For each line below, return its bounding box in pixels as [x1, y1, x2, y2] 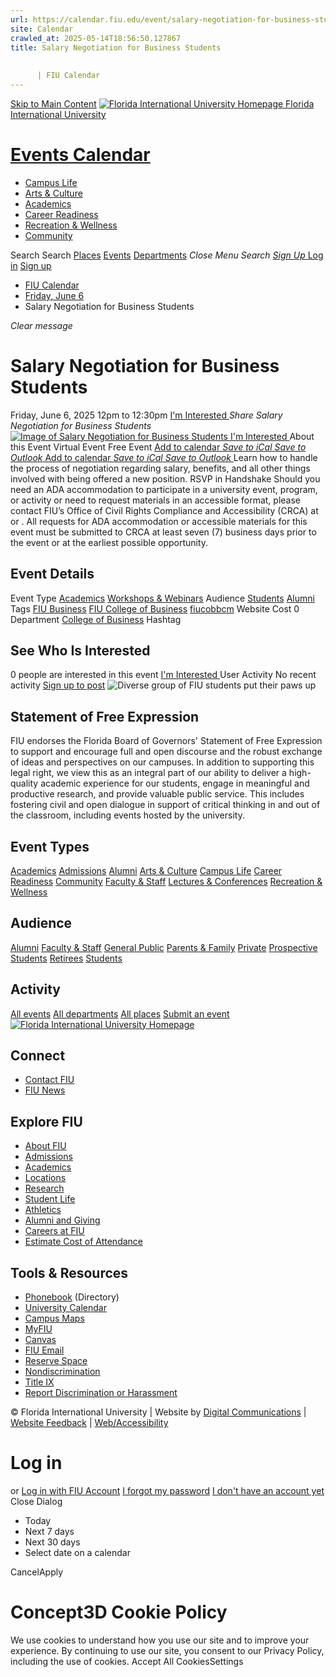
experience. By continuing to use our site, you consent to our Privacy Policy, [10, 1644, 325, 1656]
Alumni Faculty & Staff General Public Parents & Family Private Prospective [10, 941, 318, 953]
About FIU [24, 1140, 67, 1152]
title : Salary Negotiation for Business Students [10, 42, 222, 53]
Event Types [10, 838, 90, 855]
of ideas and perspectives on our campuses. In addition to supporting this [10, 756, 315, 768]
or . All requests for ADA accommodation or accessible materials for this [10, 515, 308, 527]
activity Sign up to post [10, 679, 106, 691]
